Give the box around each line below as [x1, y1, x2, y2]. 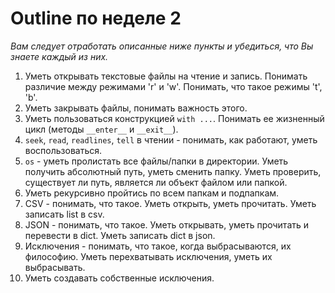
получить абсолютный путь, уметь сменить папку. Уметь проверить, [24, 165, 322, 177]
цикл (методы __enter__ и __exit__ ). [24, 123, 179, 135]
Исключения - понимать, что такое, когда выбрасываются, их [24, 240, 292, 252]
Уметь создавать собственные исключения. [24, 272, 215, 284]
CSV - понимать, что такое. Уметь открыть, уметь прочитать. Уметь [24, 197, 317, 209]
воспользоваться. [24, 144, 103, 156]
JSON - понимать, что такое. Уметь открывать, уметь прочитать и [24, 218, 310, 231]
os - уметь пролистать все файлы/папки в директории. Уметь [24, 155, 289, 167]
